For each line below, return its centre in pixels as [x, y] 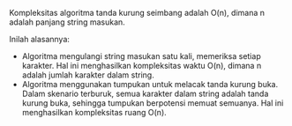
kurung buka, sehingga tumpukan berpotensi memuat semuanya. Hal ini [153, 103]
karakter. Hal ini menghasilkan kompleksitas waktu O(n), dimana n [142, 66]
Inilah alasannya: [40, 39]
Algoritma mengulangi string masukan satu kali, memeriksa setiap [142, 56]
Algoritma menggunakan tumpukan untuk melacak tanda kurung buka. [150, 84]
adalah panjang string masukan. [67, 22]
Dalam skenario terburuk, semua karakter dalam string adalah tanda [145, 93]
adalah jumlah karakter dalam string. [88, 75]
